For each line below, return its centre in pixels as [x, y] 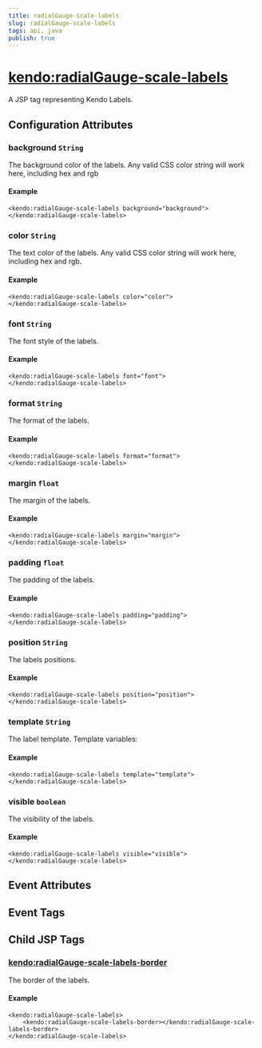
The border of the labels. [49, 980]
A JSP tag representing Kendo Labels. [71, 100]
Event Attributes [50, 885]
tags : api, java [35, 30]
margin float [34, 482]
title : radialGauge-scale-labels [64, 16]
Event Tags [37, 913]
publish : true [32, 38]
